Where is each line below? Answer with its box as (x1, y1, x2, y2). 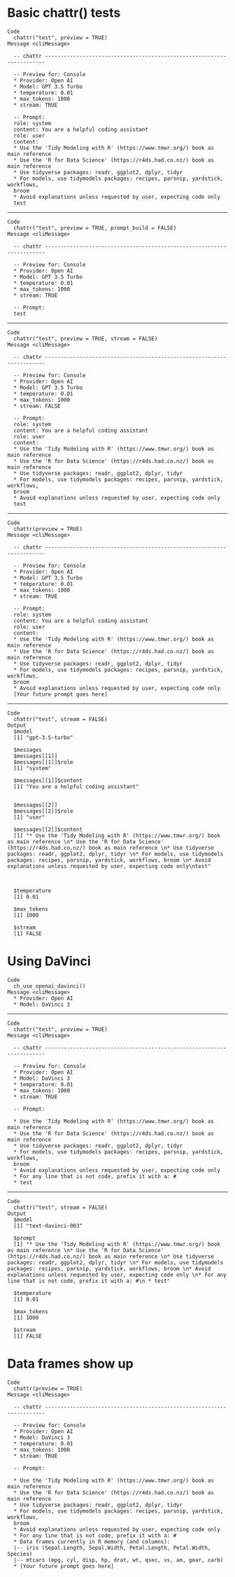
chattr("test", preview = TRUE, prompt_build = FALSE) (13, 224, 177, 232)
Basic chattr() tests (7, 5, 121, 21)
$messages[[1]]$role (13, 758, 73, 766)
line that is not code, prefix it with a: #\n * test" (7, 1277, 171, 1284)
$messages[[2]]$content (13, 826, 83, 833)
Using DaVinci (7, 953, 91, 969)
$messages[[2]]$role (13, 807, 73, 815)
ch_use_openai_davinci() (13, 982, 86, 990)
